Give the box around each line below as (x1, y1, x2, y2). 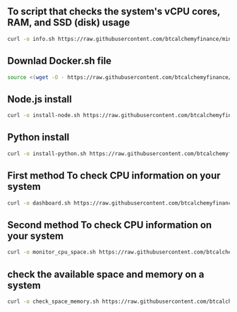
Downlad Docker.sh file (7, 55, 111, 67)
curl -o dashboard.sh (7, 199, 71, 207)
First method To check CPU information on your (7, 169, 221, 182)
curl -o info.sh (7, 35, 55, 42)
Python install (7, 131, 70, 143)
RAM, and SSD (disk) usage (7, 17, 130, 29)
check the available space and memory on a (7, 268, 205, 280)
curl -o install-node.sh (7, 112, 80, 119)
